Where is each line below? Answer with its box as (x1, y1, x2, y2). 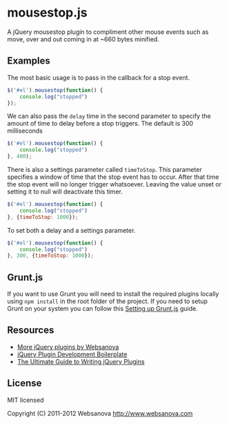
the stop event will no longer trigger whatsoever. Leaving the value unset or (7, 180, 222, 188)
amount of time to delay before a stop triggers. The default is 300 (7, 119, 194, 128)
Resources (7, 325, 54, 336)
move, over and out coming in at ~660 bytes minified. (7, 35, 160, 43)
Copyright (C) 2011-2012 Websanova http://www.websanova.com (7, 409, 193, 417)
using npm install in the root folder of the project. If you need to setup (7, 297, 208, 305)
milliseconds (7, 126, 43, 135)
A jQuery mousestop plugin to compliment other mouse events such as (7, 28, 209, 36)
